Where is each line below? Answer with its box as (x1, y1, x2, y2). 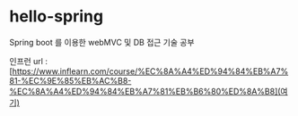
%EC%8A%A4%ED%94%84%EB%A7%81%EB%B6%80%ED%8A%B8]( (9, 86, 281, 96)
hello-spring (9, 6, 104, 27)
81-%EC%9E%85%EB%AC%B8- (9, 75, 132, 86)
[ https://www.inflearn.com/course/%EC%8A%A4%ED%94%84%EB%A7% (9, 65, 289, 77)
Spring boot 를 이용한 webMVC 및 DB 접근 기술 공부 (9, 37, 195, 47)
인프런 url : (9, 55, 48, 66)
